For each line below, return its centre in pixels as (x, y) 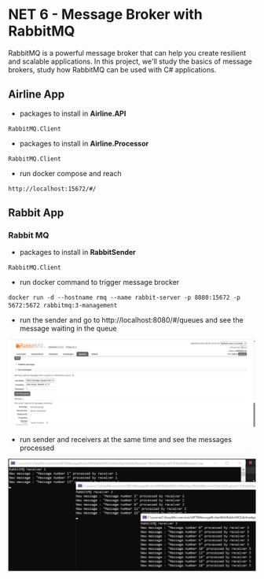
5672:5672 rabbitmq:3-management (63, 306)
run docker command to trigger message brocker (99, 282)
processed (37, 448)
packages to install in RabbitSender (77, 253)
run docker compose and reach (70, 173)
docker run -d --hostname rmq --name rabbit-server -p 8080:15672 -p (125, 298)
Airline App (37, 95)
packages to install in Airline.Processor (84, 143)
